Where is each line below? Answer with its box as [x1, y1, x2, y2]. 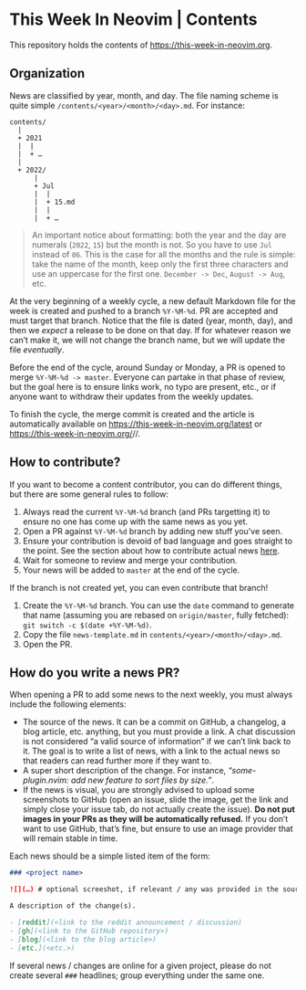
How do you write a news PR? [9, 665, 180, 680]
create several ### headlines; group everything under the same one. [9, 969, 265, 981]
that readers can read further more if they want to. [22, 755, 212, 766]
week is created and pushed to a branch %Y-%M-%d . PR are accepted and [9, 305, 279, 316]
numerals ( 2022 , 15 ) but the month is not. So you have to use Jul [31, 238, 272, 250]
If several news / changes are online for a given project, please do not [9, 960, 271, 971]
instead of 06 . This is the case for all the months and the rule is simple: [31, 248, 296, 259]
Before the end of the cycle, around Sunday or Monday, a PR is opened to [9, 362, 286, 373]
